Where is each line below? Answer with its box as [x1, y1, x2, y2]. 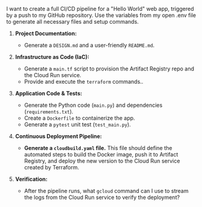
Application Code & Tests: [15, 90, 82, 97]
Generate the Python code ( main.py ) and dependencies [24, 101, 163, 109]
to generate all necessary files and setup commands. [6, 18, 139, 25]
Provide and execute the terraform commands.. [24, 78, 144, 85]
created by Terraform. [24, 164, 79, 171]
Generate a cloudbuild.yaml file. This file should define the [24, 144, 173, 151]
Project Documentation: [15, 30, 77, 37]
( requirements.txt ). [24, 108, 74, 115]
